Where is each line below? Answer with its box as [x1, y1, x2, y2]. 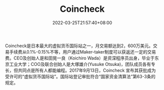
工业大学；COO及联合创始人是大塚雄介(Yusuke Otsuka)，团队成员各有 [9, 61, 151, 67]
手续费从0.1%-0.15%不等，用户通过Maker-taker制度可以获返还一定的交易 [9, 49, 156, 55]
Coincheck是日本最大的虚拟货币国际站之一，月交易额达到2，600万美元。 [5, 43, 153, 49]
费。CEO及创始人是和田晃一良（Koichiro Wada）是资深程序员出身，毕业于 [5, 55, 155, 61]
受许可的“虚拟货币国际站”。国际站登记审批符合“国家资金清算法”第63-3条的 [5, 73, 156, 79]
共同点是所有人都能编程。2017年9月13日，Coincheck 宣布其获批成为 [18, 67, 156, 73]
